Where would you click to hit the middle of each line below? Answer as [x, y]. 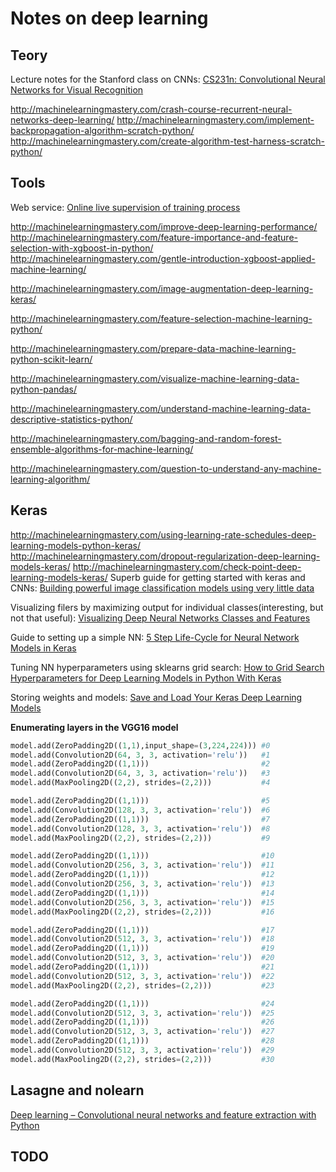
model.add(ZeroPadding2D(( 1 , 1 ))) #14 [142, 893]
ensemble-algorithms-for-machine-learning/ [102, 449]
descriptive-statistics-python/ [71, 419]
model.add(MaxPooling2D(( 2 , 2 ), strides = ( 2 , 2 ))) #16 [142, 912]
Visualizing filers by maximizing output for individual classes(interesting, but [167, 607]
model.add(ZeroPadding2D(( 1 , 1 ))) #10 [142, 856]
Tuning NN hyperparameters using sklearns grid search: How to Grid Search [167, 667]
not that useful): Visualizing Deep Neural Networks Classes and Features [160, 618]
